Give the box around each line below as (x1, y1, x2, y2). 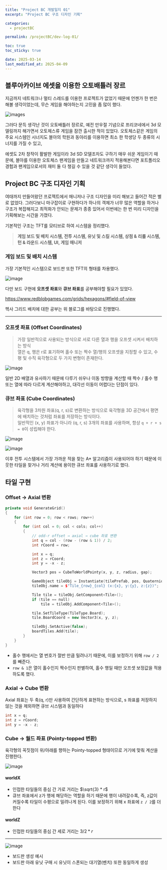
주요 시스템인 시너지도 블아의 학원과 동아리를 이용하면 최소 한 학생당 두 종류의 (5, 134, 155, 140)
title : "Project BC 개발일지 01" (5, 7, 71, 12)
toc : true (5, 43, 26, 49)
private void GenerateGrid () (5, 506, 66, 511)
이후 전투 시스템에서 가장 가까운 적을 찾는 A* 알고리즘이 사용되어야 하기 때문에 (5, 456, 157, 462)
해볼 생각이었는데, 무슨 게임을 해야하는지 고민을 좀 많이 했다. (5, 101, 122, 107)
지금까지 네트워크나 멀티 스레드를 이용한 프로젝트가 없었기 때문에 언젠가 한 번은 (5, 95, 158, 101)
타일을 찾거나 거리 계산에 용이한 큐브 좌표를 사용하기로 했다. (14, 462, 130, 468)
